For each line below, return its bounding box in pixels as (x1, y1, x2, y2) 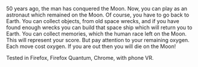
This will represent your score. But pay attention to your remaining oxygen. (6, 37, 190, 43)
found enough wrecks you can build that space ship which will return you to (6, 24, 193, 31)
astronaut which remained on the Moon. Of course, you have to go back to (6, 11, 190, 18)
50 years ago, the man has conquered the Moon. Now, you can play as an (6, 5, 188, 12)
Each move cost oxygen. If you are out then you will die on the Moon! (6, 43, 176, 50)
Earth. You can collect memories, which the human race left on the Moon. (6, 30, 187, 37)
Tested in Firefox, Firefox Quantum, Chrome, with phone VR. (6, 55, 154, 61)
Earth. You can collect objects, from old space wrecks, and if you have (6, 18, 180, 24)
